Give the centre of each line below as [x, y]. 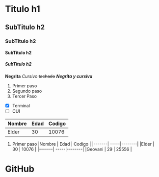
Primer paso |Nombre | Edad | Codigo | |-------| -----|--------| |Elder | [83, 144]
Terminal [21, 106]
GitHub [20, 169]
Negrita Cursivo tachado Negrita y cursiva [49, 76]
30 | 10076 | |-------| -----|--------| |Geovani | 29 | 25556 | [72, 149]
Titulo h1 [23, 9]
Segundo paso [27, 91]
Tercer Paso [24, 96]
